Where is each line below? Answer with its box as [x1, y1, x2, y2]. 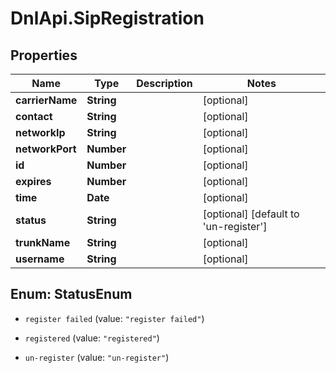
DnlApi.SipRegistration [10, 7, 205, 30]
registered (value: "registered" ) [24, 332, 160, 344]
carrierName [15, 93, 78, 107]
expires [15, 175, 52, 188]
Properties [10, 47, 78, 64]
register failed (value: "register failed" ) [24, 312, 205, 324]
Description [136, 77, 193, 90]
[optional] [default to [202, 207, 300, 221]
